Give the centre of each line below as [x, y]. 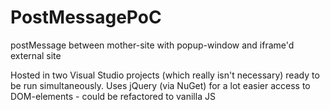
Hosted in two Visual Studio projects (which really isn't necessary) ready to [165, 75]
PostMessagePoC [86, 17]
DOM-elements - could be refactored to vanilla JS [113, 96]
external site [36, 55]
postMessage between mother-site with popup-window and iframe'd [152, 45]
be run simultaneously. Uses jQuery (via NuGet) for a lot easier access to [160, 85]
